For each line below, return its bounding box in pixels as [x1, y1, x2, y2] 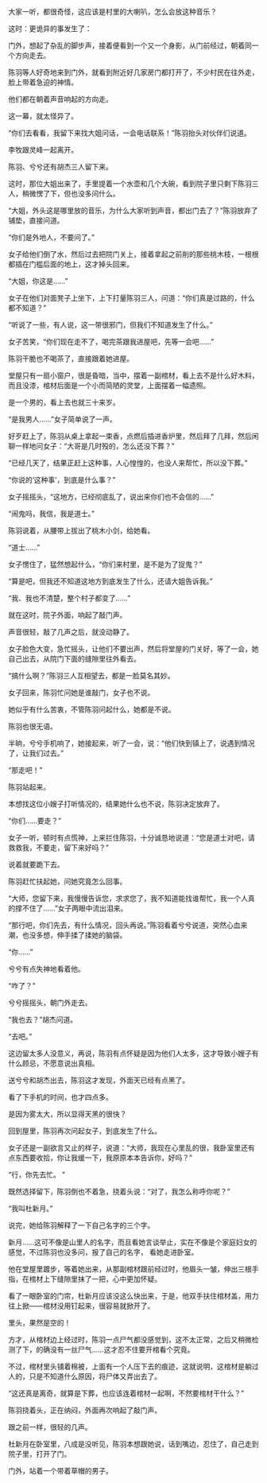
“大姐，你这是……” [8, 277, 68, 285]
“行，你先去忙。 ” [8, 1170, 66, 1179]
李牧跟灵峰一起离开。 [8, 146, 78, 154]
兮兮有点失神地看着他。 [8, 965, 85, 973]
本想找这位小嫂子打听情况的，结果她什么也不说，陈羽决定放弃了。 [8, 799, 224, 809]
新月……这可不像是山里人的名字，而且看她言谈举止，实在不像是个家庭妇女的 [8, 1237, 257, 1247]
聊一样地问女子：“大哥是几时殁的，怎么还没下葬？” [8, 441, 175, 451]
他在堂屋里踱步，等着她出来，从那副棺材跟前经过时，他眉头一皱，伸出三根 [8, 1264, 252, 1274]
